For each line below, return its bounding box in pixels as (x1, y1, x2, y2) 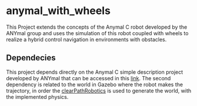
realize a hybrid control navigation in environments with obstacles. (6, 36, 167, 43)
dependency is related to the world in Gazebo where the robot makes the (6, 81, 183, 88)
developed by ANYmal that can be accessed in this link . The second (6, 74, 171, 81)
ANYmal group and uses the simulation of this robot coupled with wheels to (6, 29, 189, 36)
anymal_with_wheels (6, 4, 111, 18)
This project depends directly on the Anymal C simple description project (6, 69, 183, 76)
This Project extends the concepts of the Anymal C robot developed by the (6, 23, 188, 30)
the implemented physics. (6, 93, 69, 100)
